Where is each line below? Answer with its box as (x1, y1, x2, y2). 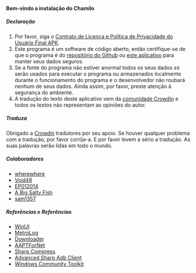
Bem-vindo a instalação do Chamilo (6, 5, 95, 12)
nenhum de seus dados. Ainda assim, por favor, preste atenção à (14, 83, 171, 90)
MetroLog (14, 229, 39, 237)
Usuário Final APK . (14, 39, 60, 46)
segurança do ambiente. (14, 88, 74, 96)
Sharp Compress (14, 248, 56, 255)
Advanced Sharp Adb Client (14, 254, 82, 261)
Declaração (6, 18, 36, 25)
